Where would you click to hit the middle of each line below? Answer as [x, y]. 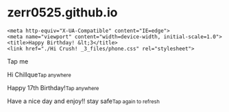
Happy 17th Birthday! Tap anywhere [53, 87]
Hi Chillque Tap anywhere [39, 74]
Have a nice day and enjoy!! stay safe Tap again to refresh [83, 101]
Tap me [18, 61]
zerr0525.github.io [62, 13]
